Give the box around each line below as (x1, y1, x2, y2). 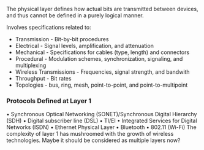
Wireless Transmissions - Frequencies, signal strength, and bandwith (15, 68, 190, 76)
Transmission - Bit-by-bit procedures (15, 36, 109, 42)
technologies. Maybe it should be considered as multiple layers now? (6, 136, 181, 144)
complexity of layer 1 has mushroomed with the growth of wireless (6, 130, 174, 138)
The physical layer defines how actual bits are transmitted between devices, (6, 6, 198, 12)
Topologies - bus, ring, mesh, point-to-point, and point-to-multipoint (15, 81, 188, 89)
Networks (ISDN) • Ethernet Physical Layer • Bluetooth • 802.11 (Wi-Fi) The (6, 124, 197, 131)
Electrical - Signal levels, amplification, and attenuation (15, 42, 154, 49)
